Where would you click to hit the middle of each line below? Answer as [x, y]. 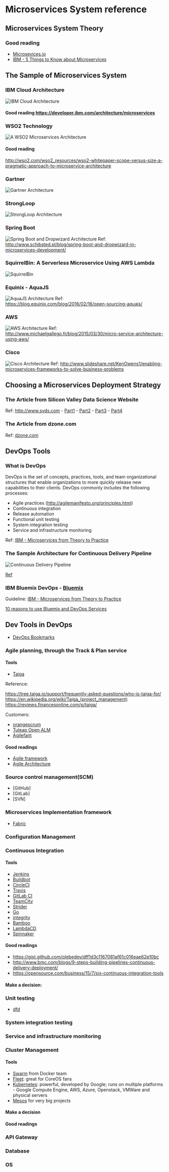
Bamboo [21, 923]
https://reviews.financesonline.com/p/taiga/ [51, 705]
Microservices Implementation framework [59, 813]
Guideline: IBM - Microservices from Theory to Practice [63, 599]
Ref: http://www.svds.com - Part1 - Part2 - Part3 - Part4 [64, 411]
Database [17, 1151]
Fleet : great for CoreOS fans [42, 1079]
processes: [17, 493]
